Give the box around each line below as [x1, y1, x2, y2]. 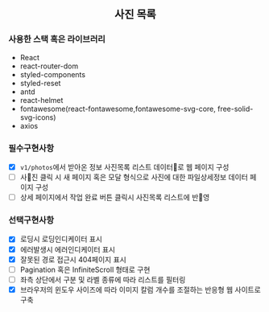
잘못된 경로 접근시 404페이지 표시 [19, 254, 126, 264]
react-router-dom [19, 61, 79, 71]
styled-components [19, 69, 86, 79]
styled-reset [19, 78, 61, 88]
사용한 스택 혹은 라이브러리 [8, 34, 106, 45]
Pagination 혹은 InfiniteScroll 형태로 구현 [19, 265, 151, 274]
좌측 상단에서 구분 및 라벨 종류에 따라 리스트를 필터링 [19, 274, 186, 284]
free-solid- [217, 104, 254, 113]
